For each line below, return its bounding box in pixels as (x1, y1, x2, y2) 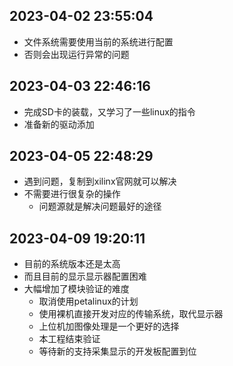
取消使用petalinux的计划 (38, 295, 139, 308)
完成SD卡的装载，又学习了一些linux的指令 (23, 105, 196, 118)
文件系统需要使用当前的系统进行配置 (23, 35, 174, 48)
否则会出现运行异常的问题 (23, 48, 130, 60)
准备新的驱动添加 (23, 118, 95, 130)
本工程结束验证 (38, 333, 101, 345)
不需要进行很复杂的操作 (23, 188, 121, 200)
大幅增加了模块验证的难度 (23, 283, 130, 295)
